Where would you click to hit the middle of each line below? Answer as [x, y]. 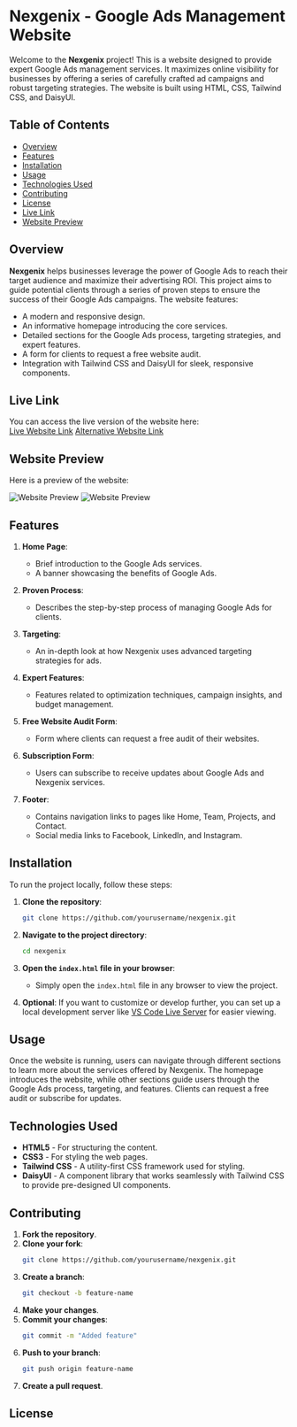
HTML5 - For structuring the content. [89, 1147]
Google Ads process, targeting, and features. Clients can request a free [139, 1089]
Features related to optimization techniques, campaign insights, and [159, 695]
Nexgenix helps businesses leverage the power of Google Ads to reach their [148, 271]
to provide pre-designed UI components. [96, 1185]
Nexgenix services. [70, 782]
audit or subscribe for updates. [65, 1099]
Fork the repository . [59, 1234]
